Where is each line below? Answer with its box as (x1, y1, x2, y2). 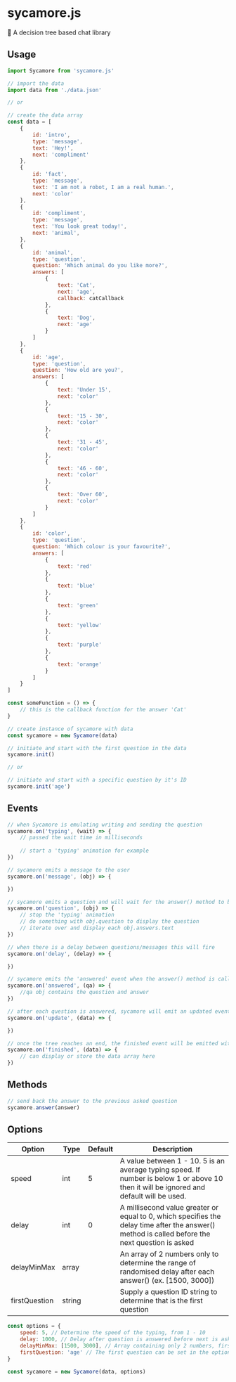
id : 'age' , (32, 354, 65, 361)
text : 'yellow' (57, 621, 102, 628)
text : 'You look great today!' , (32, 223, 128, 230)
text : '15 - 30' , (57, 413, 109, 420)
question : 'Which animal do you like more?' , (32, 262, 169, 269)
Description (152, 1144, 193, 1154)
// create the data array (7, 112, 83, 119)
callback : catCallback (57, 295, 124, 302)
